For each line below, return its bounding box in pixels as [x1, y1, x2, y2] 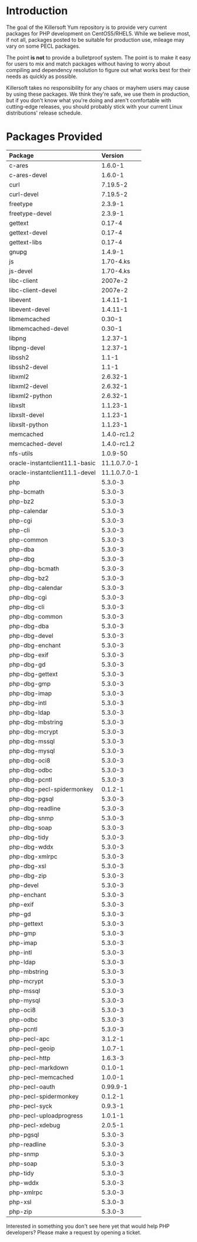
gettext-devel [9, 229, 48, 237]
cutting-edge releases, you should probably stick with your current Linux [6, 103, 183, 110]
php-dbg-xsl [9, 862, 46, 870]
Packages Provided [6, 130, 103, 144]
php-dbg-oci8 [9, 756, 51, 764]
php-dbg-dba [9, 622, 49, 630]
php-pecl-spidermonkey [9, 1092, 79, 1100]
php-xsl [9, 1198, 32, 1206]
